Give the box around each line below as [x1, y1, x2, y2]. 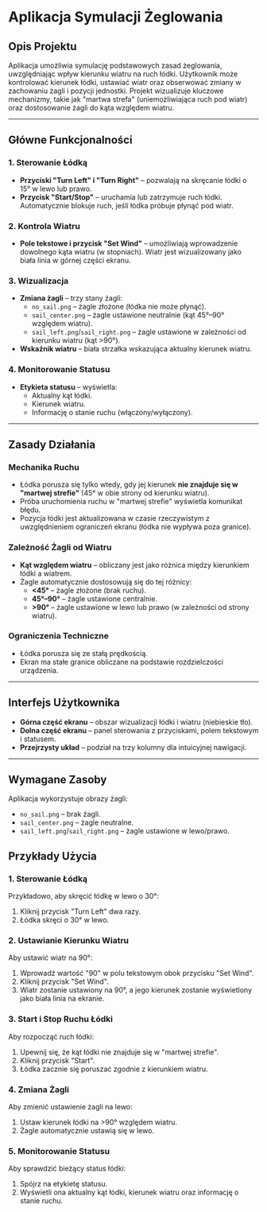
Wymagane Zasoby [8, 773, 107, 787]
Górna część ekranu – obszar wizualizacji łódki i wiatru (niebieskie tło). [19, 717, 253, 727]
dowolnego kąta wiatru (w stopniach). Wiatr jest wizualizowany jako [19, 247, 242, 256]
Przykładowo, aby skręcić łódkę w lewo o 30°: [8, 892, 159, 901]
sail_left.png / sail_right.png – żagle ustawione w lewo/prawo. [19, 826, 230, 836]
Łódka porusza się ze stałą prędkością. [19, 648, 149, 658]
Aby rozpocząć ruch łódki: [8, 1031, 95, 1041]
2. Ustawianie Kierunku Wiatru [8, 935, 130, 946]
